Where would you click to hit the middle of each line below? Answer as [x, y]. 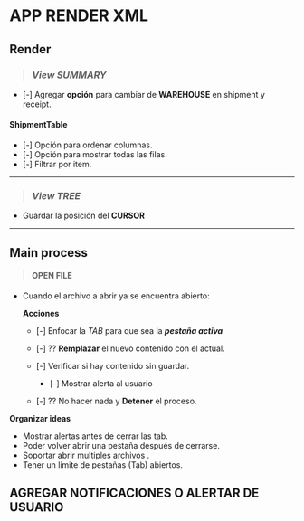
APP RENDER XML [79, 16]
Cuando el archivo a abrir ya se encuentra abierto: [116, 296]
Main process [49, 253]
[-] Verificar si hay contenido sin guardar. [113, 365]
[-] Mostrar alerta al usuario [101, 383]
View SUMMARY [69, 75]
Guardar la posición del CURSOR [84, 216]
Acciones [41, 313]
